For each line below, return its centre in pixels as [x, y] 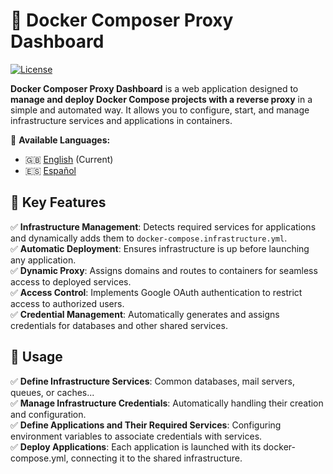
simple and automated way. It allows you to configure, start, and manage [160, 110]
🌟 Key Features [58, 202]
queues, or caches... [52, 392]
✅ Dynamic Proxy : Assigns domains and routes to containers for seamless [164, 270]
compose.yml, [39, 458]
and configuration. [48, 414]
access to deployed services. [71, 281]
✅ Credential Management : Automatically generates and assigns [145, 314]
